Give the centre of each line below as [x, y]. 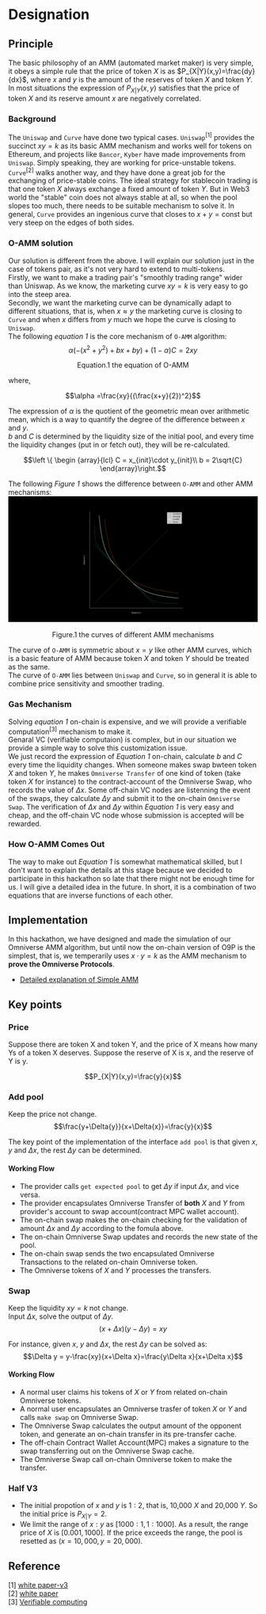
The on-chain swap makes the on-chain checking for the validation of [133, 1220]
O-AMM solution [41, 243]
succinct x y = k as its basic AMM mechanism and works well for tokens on [130, 146]
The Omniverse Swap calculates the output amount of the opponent [130, 1426]
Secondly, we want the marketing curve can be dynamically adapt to [120, 302]
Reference [34, 1566]
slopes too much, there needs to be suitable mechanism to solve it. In [122, 206]
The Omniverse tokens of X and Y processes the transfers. [115, 1270]
